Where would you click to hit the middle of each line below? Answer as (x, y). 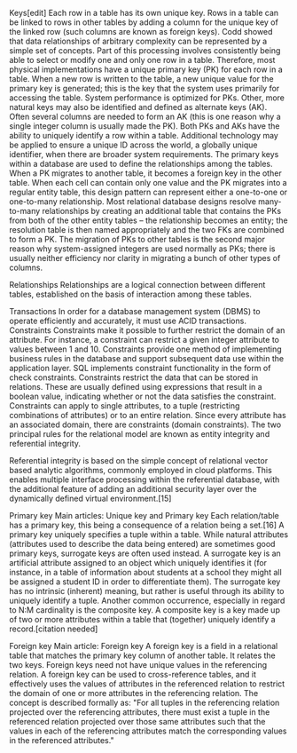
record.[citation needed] (54, 629)
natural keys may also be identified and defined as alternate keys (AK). (138, 107)
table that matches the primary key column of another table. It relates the (143, 655)
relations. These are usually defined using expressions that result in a (136, 387)
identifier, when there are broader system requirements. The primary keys (144, 154)
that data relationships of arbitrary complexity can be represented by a (138, 41)
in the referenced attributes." (62, 740)
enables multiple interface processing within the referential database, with (145, 480)
